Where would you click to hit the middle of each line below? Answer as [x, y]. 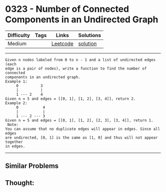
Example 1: [16, 81]
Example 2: [16, 103]
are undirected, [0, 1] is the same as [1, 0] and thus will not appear [82, 137]
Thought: [20, 183]
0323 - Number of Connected [67, 9]
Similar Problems [32, 166]
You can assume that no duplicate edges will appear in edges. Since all [83, 129]
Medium [17, 43]
